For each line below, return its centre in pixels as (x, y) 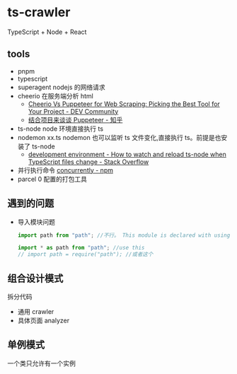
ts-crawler (39, 12)
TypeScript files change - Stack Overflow (88, 162)
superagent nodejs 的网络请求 (61, 87)
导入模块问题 (36, 222)
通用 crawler (36, 311)
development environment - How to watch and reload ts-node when (127, 154)
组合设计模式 (35, 278)
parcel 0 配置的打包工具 (52, 179)
